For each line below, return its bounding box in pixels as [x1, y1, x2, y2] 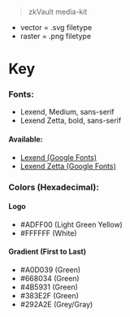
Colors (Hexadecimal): [8, 181, 99, 193]
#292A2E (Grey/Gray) [19, 300, 93, 310]
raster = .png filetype [19, 32, 92, 41]
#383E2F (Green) [19, 291, 80, 301]
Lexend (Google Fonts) [19, 152, 97, 162]
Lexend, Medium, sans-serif [19, 107, 115, 117]
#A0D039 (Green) [19, 265, 81, 275]
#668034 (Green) [19, 274, 80, 284]
